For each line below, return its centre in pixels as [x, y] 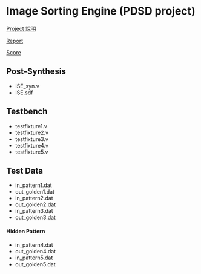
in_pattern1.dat [34, 185]
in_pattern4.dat [34, 245]
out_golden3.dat [35, 217]
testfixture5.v [31, 152]
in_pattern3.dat [34, 211]
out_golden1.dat [35, 192]
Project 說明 [21, 28]
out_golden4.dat [35, 251]
